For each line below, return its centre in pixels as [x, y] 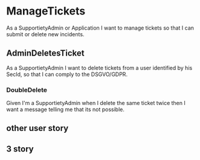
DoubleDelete [27, 90]
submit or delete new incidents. [45, 34]
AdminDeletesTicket [45, 53]
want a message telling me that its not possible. [66, 109]
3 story [20, 149]
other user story [37, 128]
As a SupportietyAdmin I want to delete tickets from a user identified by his [99, 68]
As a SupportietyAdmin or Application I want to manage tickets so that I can [100, 28]
